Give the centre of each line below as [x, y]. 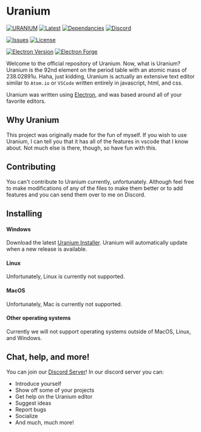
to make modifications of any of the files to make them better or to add [95, 188]
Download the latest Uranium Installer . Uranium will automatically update [97, 243]
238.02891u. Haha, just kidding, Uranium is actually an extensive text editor [101, 76]
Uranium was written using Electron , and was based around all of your [94, 94]
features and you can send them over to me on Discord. [76, 194]
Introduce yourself [38, 383]
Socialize [26, 416]
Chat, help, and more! [48, 357]
